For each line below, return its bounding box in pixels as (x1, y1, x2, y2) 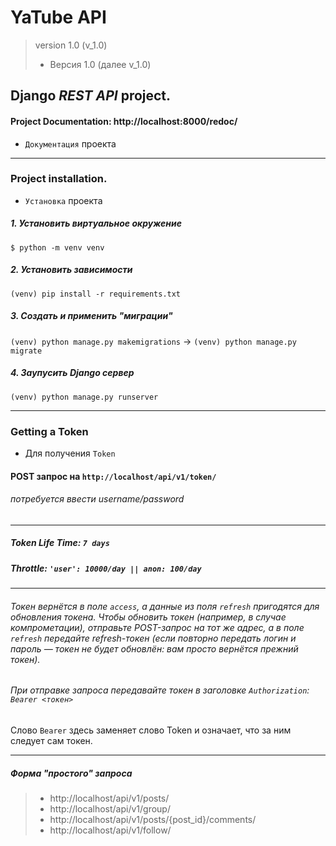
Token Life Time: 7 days (10, 537, 110, 549)
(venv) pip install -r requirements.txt (10, 289, 182, 299)
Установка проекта (24, 194, 103, 206)
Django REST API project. (10, 87, 172, 105)
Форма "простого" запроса (10, 767, 133, 779)
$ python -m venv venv (10, 242, 105, 253)
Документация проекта (24, 137, 117, 150)
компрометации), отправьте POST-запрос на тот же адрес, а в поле (10, 621, 305, 633)
